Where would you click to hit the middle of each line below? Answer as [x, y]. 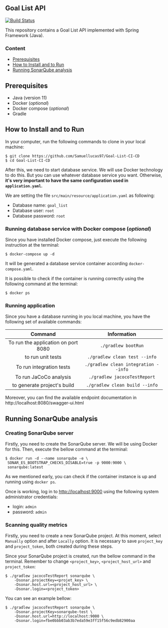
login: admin [24, 507]
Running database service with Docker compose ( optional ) [78, 229]
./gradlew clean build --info [122, 385]
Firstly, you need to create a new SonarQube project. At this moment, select [83, 536]
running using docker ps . [31, 482]
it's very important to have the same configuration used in [67, 180]
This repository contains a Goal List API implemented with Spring [72, 30]
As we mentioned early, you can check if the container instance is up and [81, 477]
